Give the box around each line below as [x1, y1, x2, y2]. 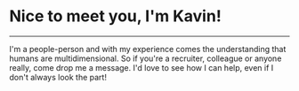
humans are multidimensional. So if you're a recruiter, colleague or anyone [9, 53, 282, 64]
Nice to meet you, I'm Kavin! [9, 6, 222, 27]
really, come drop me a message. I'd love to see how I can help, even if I [9, 62, 274, 72]
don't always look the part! [9, 72, 107, 82]
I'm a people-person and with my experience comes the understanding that [9, 43, 287, 54]
